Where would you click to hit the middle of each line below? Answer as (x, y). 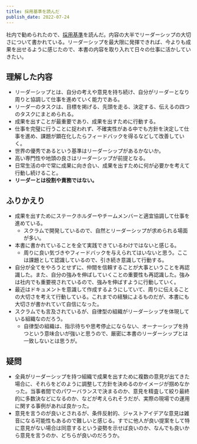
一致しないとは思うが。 (52, 341)
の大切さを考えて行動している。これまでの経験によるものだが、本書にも (102, 297)
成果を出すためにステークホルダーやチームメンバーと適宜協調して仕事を (102, 216)
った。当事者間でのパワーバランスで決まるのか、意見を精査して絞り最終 (102, 391)
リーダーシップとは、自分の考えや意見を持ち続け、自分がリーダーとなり (102, 92)
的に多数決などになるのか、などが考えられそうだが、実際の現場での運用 (102, 398)
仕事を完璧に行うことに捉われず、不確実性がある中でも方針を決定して (99, 129)
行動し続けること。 (38, 173)
